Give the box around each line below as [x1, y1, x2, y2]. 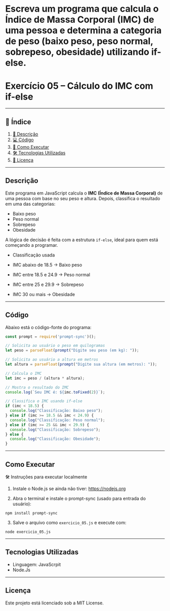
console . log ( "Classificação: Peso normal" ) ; [10, 417, 105, 423]
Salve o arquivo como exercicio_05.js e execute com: [12, 520, 126, 526]
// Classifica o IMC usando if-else [5, 399, 82, 404]
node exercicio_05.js [5, 529, 51, 534]
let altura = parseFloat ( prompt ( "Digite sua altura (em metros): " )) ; [5, 362, 157, 367]
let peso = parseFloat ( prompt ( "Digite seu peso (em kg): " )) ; [5, 348, 139, 353]
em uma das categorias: [5, 201, 56, 207]
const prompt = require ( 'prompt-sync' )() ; [5, 334, 96, 339]
